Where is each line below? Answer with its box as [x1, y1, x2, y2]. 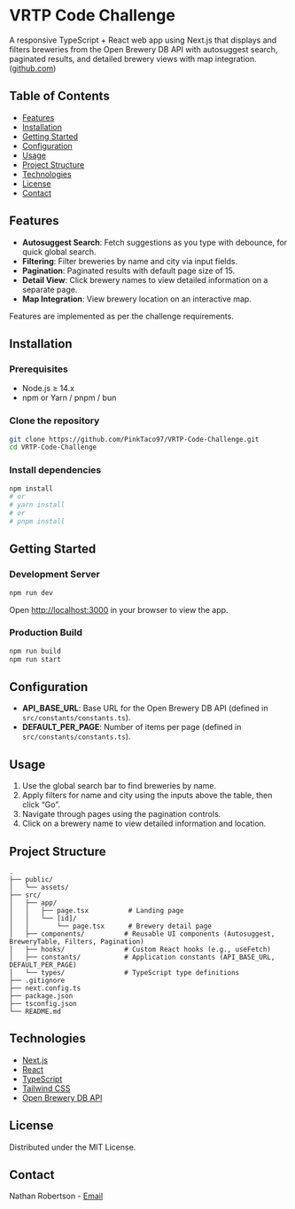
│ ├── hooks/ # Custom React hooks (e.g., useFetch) [9, 946, 272, 954]
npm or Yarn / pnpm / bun [21, 392, 117, 404]
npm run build [9, 647, 62, 656]
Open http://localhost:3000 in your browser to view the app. [9, 604, 229, 615]
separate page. [21, 284, 78, 294]
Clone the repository [9, 414, 100, 427]
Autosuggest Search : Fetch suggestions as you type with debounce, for [21, 237, 288, 247]
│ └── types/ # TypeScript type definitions [9, 969, 240, 977]
